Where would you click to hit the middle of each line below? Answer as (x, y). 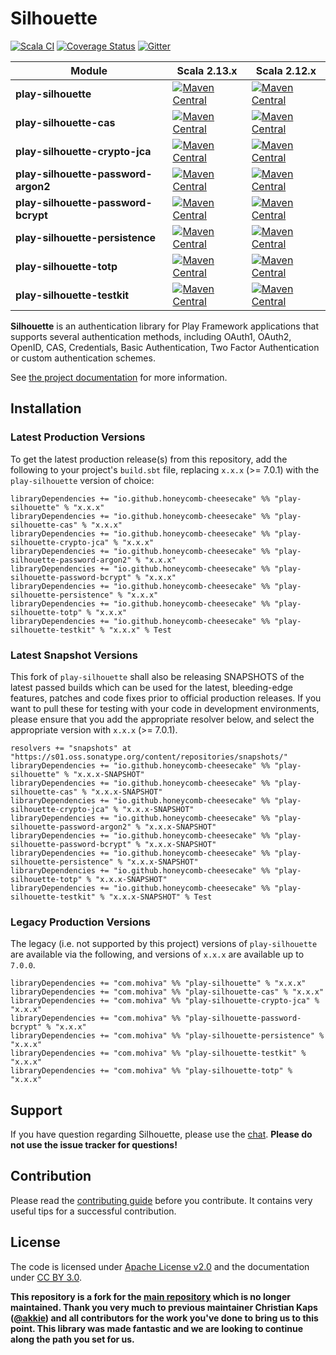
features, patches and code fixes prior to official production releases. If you (166, 698)
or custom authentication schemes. (83, 358)
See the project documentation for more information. (119, 377)
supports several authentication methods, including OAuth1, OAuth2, (151, 336)
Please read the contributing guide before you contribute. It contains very (161, 1200)
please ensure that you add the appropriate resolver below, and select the (162, 719)
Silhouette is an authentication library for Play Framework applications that (164, 326)
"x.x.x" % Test (140, 630)
